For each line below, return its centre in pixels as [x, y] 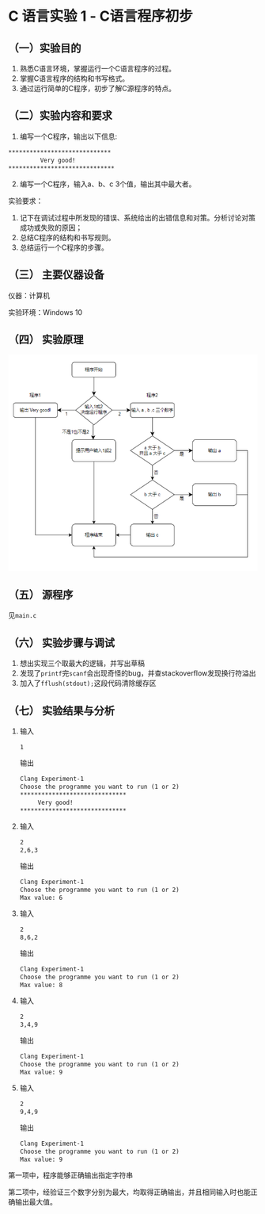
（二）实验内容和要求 [60, 116]
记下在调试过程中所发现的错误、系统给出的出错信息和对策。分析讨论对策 [137, 217]
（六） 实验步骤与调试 [61, 643]
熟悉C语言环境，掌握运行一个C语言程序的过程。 [98, 69]
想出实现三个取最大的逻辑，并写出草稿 [82, 664]
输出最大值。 [36, 1201]
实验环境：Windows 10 [45, 312]
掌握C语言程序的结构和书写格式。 [74, 79]
